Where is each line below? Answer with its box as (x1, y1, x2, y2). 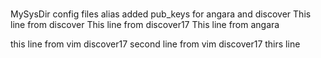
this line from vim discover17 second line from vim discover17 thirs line (10, 38, 301, 50)
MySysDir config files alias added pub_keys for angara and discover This (10, 8, 312, 20)
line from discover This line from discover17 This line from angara (10, 19, 280, 31)
